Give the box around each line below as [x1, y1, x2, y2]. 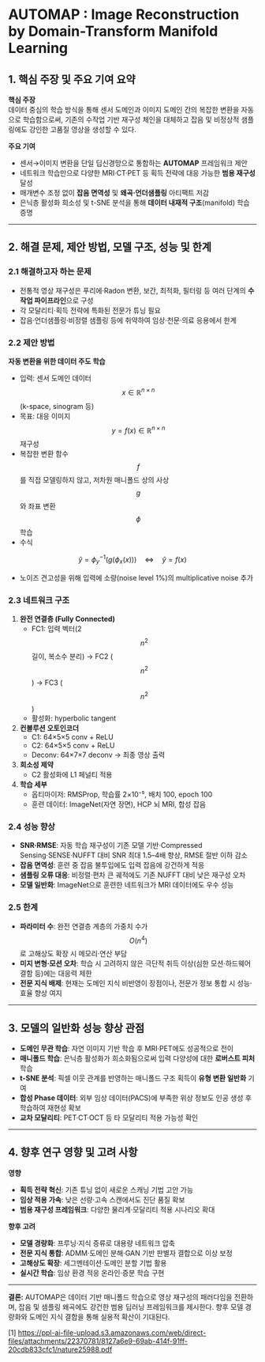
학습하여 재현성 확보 [19, 1103, 81, 1113]
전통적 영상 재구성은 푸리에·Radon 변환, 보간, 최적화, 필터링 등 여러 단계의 [19, 286, 246, 295]
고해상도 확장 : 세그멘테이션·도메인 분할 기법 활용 [19, 1258, 167, 1267]
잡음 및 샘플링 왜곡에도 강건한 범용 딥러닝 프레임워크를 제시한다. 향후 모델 [18, 1302, 244, 1311]
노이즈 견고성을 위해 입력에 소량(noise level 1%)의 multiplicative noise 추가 [19, 573, 254, 582]
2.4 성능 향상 [8, 821, 55, 832]
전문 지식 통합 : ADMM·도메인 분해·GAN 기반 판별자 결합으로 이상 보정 [19, 1248, 233, 1258]
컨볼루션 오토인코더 [19, 724, 80, 733]
